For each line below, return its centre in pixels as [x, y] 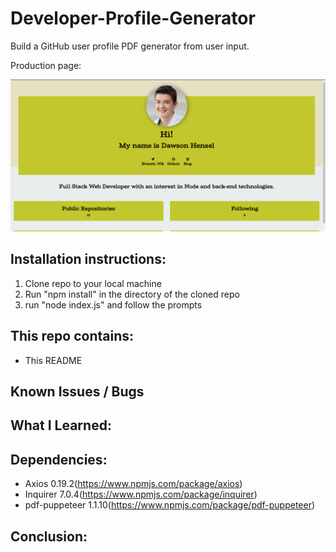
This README [53, 360]
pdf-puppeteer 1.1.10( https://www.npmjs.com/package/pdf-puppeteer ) [170, 505]
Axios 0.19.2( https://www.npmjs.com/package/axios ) [133, 484]
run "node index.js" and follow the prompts [113, 304]
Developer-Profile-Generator [133, 18]
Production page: [46, 65]
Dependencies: [59, 459]
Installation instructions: [88, 259]
